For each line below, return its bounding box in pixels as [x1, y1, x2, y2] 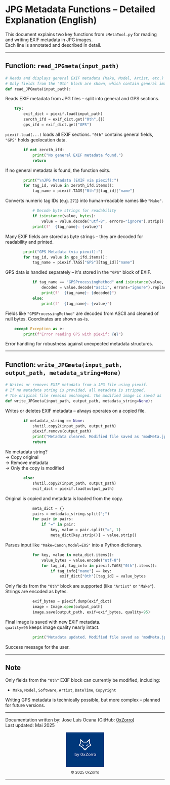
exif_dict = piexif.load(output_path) [32, 486, 114, 491]
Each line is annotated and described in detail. [5, 42, 102, 48]
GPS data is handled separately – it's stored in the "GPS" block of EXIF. [5, 269, 152, 275]
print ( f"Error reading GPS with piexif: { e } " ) [23, 332, 123, 337]
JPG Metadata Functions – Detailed [5, 4, 156, 15]
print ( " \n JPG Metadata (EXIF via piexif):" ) [23, 178, 119, 183]
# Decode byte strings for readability [32, 208, 116, 213]
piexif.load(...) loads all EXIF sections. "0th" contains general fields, [5, 131, 153, 137]
